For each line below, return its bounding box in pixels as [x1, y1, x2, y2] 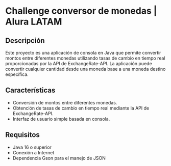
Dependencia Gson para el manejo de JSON [12, 155, 106, 161]
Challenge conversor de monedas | [5, 5, 157, 17]
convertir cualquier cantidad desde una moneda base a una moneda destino [5, 66, 166, 72]
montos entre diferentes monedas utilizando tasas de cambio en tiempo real [5, 55, 165, 61]
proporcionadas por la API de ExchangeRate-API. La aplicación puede [5, 61, 152, 66]
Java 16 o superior [12, 144, 52, 150]
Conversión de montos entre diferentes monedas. [12, 99, 117, 105]
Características [5, 86, 56, 95]
